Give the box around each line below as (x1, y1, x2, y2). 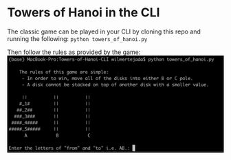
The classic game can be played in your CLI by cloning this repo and (7, 27, 201, 36)
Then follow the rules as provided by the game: (7, 48, 141, 56)
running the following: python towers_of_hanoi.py (7, 34, 148, 42)
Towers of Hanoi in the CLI (7, 5, 160, 21)
